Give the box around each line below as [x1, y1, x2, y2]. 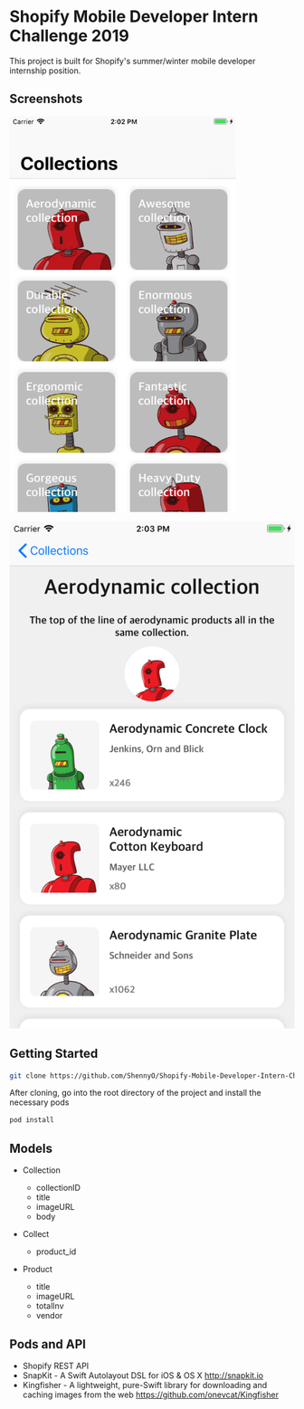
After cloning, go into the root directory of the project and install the [9, 1088, 261, 1099]
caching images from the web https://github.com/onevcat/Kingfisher [22, 1389, 279, 1400]
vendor [35, 1310, 63, 1321]
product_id [35, 1246, 77, 1257]
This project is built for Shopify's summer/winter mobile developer [9, 55, 256, 66]
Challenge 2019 [9, 25, 129, 46]
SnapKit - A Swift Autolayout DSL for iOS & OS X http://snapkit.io [22, 1369, 264, 1381]
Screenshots [9, 91, 83, 107]
